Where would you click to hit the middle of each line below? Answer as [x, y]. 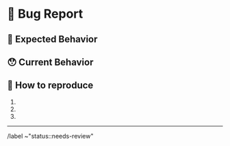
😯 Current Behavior [50, 62]
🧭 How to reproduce [50, 86]
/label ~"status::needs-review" [50, 136]
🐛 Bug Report [45, 14]
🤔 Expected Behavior [52, 39]
